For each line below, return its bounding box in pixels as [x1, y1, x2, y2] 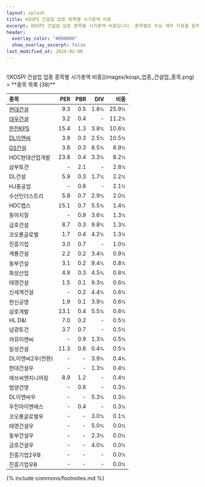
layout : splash [6, 10, 45, 16]
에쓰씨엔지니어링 [9, 374, 49, 381]
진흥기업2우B [9, 451, 41, 458]
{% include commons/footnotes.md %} [6, 475, 105, 482]
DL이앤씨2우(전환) [9, 355, 54, 363]
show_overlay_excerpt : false [12, 42, 86, 48]
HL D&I [9, 317, 26, 324]
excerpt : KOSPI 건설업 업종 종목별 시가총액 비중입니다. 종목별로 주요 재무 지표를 [6, 23, 189, 29]
